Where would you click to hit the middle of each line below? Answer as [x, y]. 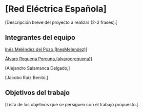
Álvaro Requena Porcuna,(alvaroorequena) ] [49, 59]
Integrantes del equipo [40, 38]
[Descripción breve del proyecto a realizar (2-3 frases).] [61, 22]
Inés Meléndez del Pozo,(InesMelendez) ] [46, 49]
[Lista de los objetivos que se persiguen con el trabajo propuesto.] [72, 104]
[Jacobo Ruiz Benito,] [27, 77]
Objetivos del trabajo [37, 93]
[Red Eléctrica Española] [56, 9]
